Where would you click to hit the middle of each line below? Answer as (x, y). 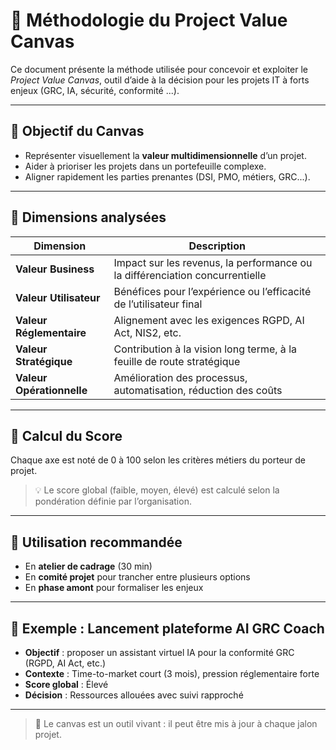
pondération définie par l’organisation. (113, 501)
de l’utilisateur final (158, 304)
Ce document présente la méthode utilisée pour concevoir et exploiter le (159, 69)
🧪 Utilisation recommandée (96, 542)
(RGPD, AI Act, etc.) (65, 663)
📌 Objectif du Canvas (77, 131)
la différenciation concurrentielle (190, 275)
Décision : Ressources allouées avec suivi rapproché (134, 695)
